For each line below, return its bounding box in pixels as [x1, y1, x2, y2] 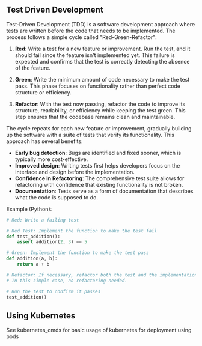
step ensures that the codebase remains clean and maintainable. [14, 113, 176, 120]
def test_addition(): [6, 234, 61, 240]
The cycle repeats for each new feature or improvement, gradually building [6, 124, 192, 132]
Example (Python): [6, 205, 52, 213]
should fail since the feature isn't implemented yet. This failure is [14, 51, 176, 59]
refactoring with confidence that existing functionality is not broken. [14, 181, 183, 188]
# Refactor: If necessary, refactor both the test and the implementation [6, 272, 198, 278]
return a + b [17, 261, 50, 267]
